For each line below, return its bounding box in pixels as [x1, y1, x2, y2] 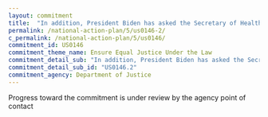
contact [8, 101, 33, 111]
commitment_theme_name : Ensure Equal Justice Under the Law [8, 49, 213, 57]
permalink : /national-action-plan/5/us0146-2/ [8, 26, 166, 34]
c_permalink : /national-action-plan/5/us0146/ [8, 33, 166, 42]
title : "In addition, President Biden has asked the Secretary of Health [8, 19, 262, 27]
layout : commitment [8, 11, 73, 20]
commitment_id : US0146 [8, 41, 84, 49]
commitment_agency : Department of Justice [8, 71, 152, 79]
